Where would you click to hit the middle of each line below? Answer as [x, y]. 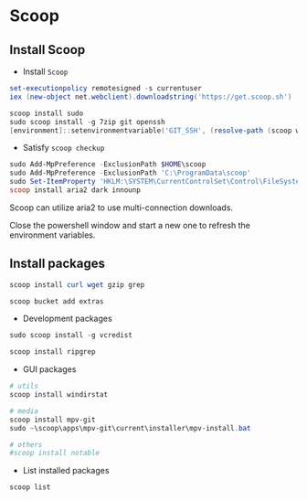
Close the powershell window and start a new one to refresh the [130, 225]
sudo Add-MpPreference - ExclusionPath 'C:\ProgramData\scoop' [130, 173]
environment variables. [53, 235]
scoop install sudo [47, 113]
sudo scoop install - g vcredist [71, 336]
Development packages [67, 319]
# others [26, 444]
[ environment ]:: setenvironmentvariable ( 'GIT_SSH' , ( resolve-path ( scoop [151, 130]
